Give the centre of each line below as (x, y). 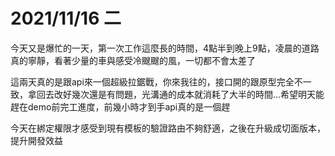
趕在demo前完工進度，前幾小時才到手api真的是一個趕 (120, 106)
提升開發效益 (36, 140)
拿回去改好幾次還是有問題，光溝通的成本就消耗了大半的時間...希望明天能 (176, 94)
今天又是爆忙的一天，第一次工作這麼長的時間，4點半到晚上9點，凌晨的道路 (165, 48)
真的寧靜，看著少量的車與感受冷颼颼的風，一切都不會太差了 (133, 60)
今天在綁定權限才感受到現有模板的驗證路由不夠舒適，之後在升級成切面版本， (168, 128)
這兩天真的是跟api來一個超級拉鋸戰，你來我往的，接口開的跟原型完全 (152, 81)
